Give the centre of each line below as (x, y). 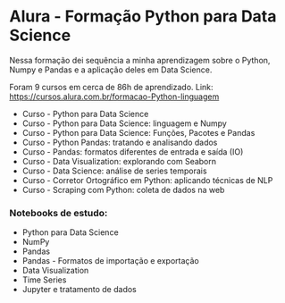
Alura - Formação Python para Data (143, 17)
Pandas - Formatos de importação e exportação (110, 261)
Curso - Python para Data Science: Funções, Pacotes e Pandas (138, 132)
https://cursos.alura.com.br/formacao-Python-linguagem (114, 97)
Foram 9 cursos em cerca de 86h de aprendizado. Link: (111, 87)
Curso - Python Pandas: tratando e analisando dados (120, 142)
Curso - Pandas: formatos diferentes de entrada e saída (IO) (133, 151)
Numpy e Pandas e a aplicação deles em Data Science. (111, 70)
